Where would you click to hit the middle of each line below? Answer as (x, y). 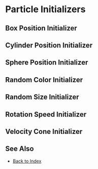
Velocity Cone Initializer (44, 131)
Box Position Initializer (41, 28)
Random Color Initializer (44, 80)
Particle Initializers (45, 9)
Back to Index (27, 161)
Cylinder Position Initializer (49, 45)
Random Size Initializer (42, 97)
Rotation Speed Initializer (46, 114)
